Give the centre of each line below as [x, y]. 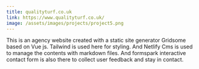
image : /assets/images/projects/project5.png [65, 23]
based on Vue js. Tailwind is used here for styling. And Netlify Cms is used [100, 47]
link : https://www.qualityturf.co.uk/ [55, 18]
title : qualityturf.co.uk [39, 12]
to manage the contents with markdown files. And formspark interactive [96, 53]
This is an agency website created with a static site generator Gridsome [96, 41]
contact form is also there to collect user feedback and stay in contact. [95, 60]
